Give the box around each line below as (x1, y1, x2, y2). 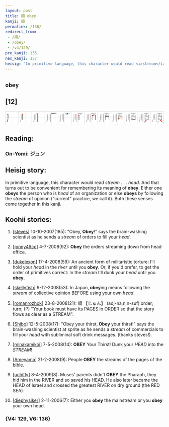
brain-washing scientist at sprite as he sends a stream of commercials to (12, 326, 163, 332)
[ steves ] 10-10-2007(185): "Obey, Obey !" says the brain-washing (12, 229, 147, 235)
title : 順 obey (5, 13, 36, 19)
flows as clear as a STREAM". (12, 311, 74, 317)
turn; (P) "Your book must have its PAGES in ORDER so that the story (12, 306, 154, 312)
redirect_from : (5, 29, 37, 35)
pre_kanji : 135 (5, 50, 37, 55)
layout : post (5, 8, 33, 13)
